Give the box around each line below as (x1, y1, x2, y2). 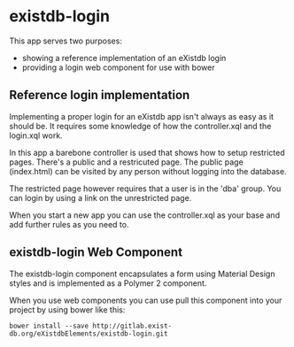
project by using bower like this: (9, 304, 126, 315)
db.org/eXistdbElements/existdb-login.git (9, 329, 168, 338)
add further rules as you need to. (9, 219, 129, 229)
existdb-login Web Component (9, 245, 183, 260)
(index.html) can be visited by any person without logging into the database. (9, 166, 287, 176)
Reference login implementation (9, 88, 190, 103)
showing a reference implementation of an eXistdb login (21, 52, 227, 63)
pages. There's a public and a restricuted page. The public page (9, 157, 244, 167)
